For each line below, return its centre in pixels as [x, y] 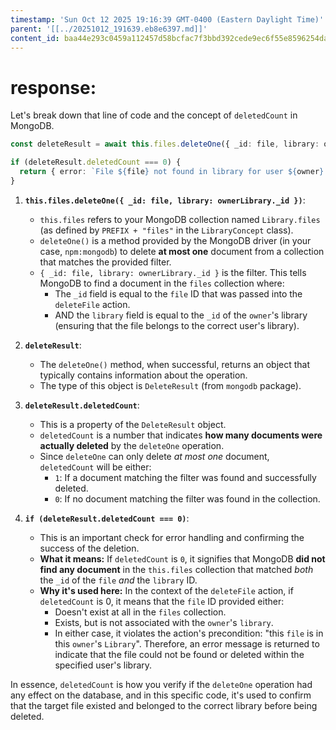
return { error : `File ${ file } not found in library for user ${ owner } [172, 172]
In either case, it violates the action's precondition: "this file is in [189, 633]
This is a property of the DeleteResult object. [133, 424]
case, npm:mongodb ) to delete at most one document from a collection [182, 251]
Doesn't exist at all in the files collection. [140, 612]
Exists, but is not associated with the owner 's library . [164, 622]
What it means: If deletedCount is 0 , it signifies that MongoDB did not [182, 558]
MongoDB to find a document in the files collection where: [162, 283]
